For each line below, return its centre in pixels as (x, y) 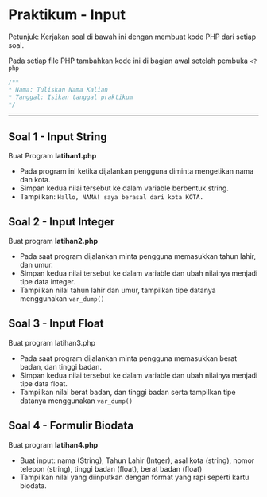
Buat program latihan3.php (52, 342)
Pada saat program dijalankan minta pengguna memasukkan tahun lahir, (138, 256)
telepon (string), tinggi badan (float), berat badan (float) (111, 468)
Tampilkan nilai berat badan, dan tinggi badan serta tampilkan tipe (128, 392)
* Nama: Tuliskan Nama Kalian (58, 89)
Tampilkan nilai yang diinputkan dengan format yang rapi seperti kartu (134, 477)
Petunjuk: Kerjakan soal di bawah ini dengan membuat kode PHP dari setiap (132, 37)
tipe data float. (43, 383)
